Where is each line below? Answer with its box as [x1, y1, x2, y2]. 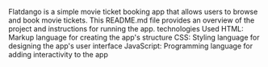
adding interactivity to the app [8, 50, 109, 59]
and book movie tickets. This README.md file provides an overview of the [8, 15, 255, 25]
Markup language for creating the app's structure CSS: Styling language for [8, 32, 260, 42]
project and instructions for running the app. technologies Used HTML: [8, 24, 244, 33]
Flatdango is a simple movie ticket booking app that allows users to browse [8, 7, 258, 16]
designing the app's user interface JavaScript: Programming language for [8, 41, 253, 51]
